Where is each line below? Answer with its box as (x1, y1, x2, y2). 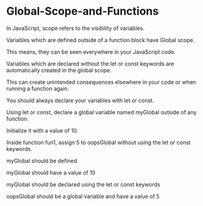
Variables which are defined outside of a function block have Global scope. (6, 36, 195, 43)
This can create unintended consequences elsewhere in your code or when (6, 78, 196, 86)
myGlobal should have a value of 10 (6, 169, 96, 176)
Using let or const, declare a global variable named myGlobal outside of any (6, 108, 197, 116)
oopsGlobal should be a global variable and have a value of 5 (6, 193, 160, 200)
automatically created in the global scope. (6, 66, 112, 74)
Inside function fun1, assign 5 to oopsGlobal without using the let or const (6, 139, 191, 146)
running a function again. (6, 84, 69, 92)
